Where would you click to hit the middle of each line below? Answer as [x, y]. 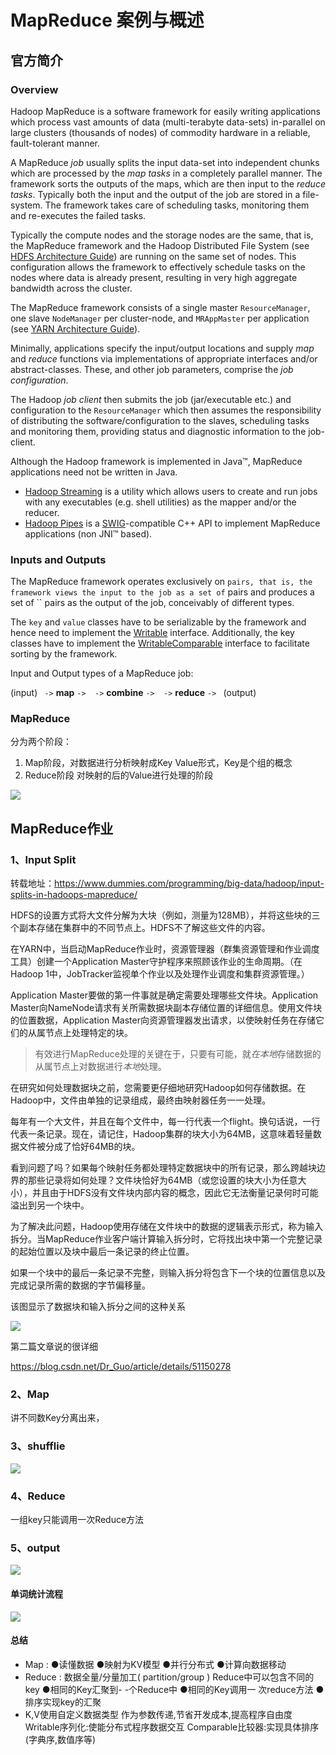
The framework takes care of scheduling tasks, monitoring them [177, 205]
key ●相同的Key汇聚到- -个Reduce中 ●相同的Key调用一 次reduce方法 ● [174, 1689]
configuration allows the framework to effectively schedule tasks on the [158, 267]
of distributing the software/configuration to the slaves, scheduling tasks [160, 420]
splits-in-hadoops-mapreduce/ [74, 895]
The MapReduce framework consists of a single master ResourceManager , [160, 307]
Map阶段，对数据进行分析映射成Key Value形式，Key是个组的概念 [158, 763]
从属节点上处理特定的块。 [80, 1033]
